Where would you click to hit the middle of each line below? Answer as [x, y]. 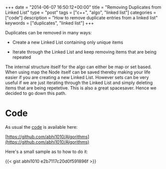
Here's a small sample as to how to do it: [47, 152]
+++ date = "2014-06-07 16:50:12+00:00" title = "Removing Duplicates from [83, 7]
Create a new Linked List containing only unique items [68, 42]
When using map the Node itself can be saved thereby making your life [78, 72]
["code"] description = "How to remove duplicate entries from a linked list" [82, 18]
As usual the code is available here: [41, 127]
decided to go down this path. [36, 93]
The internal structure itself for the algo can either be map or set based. [79, 67]
